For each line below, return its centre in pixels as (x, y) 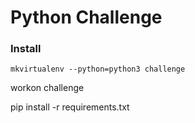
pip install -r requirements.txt (70, 107)
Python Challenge (86, 17)
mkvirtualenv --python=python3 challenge (98, 69)
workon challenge (47, 88)
